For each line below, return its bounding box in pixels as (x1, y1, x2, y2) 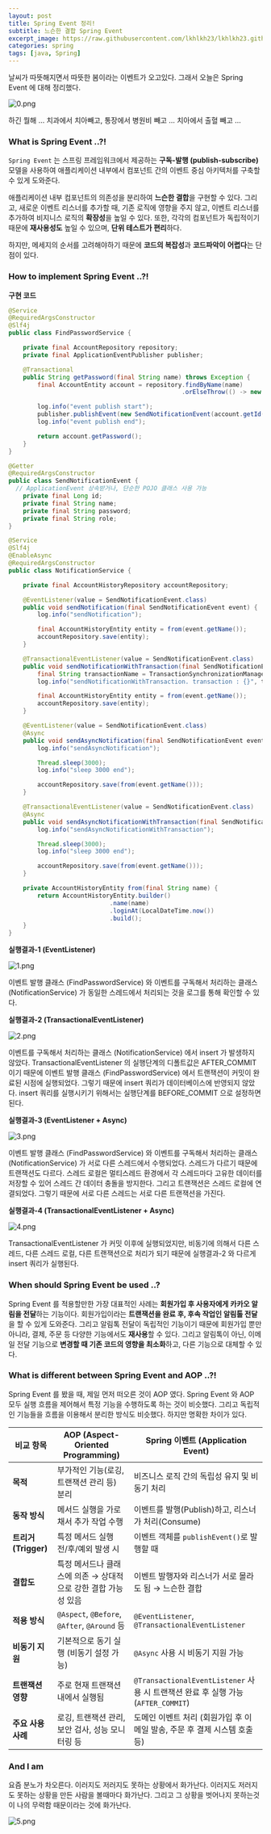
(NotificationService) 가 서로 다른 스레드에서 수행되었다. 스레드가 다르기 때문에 (8, 1158, 258, 1168)
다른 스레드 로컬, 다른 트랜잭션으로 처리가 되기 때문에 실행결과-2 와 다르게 (25, 1249, 256, 1258)
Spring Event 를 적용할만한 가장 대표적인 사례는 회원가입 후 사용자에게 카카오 (8, 1299, 250, 1308)
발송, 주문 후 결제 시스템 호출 (150, 1723, 253, 1735)
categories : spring (8, 42, 74, 50)
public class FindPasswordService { (8, 329, 131, 338)
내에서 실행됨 (56, 1691, 105, 1702)
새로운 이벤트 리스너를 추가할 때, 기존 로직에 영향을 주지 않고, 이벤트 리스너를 (19, 203, 260, 212)
